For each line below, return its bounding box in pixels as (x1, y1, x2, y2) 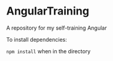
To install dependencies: (6, 36, 68, 43)
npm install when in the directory (6, 47, 91, 55)
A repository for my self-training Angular (6, 24, 107, 31)
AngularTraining (6, 4, 89, 18)
